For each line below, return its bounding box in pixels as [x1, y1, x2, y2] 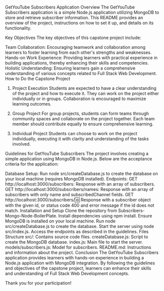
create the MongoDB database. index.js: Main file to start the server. [5, 239, 143, 245]
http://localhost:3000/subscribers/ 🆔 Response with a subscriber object [5, 197, 151, 203]
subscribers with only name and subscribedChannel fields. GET [5, 192, 134, 197]
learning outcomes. [12, 101, 52, 107]
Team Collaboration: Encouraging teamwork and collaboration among [5, 44, 146, 50]
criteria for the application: [5, 161, 59, 167]
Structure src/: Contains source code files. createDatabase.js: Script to [5, 234, 148, 240]
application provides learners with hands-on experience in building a [5, 255, 144, 260]
